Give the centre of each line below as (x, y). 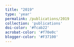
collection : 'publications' (34, 23)
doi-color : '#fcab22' (27, 28)
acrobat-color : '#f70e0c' (32, 32)
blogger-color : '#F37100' (32, 37)
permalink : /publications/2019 (37, 19)
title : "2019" (20, 10)
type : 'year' (18, 14)
